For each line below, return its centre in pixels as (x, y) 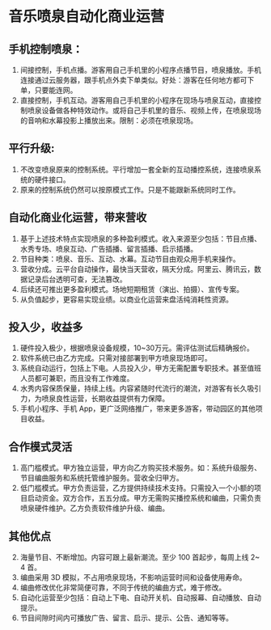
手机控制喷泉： (46, 49)
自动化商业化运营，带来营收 (78, 218)
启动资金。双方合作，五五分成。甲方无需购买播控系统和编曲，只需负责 (144, 498)
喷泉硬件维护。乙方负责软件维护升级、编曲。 (95, 508)
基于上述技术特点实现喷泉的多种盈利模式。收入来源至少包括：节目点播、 (140, 239)
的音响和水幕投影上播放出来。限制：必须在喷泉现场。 (109, 121)
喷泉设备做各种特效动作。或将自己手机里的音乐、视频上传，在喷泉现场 (144, 110)
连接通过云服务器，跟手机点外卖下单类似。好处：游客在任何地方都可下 (137, 80)
